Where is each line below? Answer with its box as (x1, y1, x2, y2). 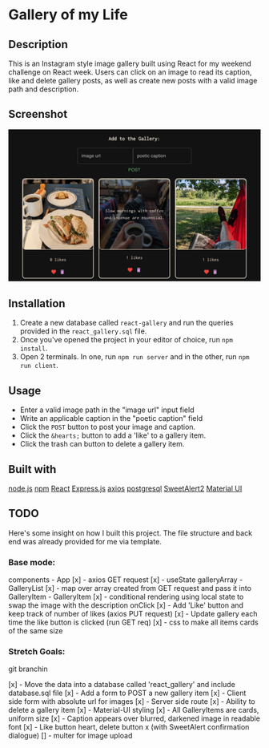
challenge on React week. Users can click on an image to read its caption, (8, 67, 252, 77)
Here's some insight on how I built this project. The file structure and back (8, 528, 253, 538)
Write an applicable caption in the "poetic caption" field (19, 414, 203, 423)
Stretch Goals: (8, 645, 66, 657)
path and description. (8, 84, 79, 94)
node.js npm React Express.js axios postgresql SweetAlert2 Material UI (8, 483, 243, 493)
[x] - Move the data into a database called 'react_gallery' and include (8, 680, 236, 689)
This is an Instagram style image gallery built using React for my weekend (8, 59, 252, 68)
